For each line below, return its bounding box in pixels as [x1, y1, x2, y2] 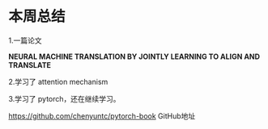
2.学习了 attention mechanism [8, 77, 108, 86]
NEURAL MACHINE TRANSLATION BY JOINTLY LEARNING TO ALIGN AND [8, 52, 261, 61]
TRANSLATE [8, 60, 51, 69]
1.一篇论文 [8, 35, 42, 45]
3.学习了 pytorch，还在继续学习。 [8, 94, 121, 103]
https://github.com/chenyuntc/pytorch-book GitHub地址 [8, 110, 196, 121]
